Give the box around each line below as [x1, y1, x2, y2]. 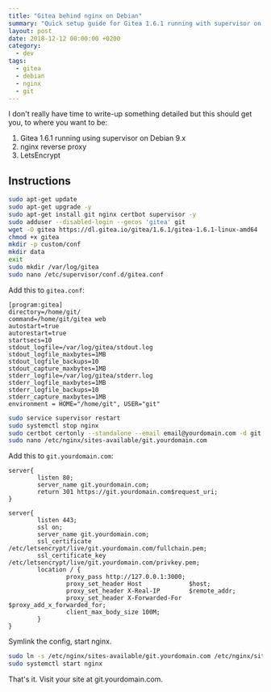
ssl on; [37, 523, 63, 532]
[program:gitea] [8, 301, 63, 309]
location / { [37, 566, 81, 574]
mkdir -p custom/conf [8, 240, 81, 249]
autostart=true [8, 322, 60, 330]
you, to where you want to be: [8, 118, 107, 128]
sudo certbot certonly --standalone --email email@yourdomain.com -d [8, 429, 248, 437]
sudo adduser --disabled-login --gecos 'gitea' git [8, 217, 186, 226]
